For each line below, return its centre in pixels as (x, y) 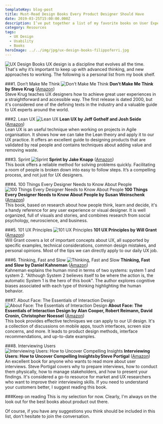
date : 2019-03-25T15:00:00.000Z (38, 18)
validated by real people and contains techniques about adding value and (78, 145)
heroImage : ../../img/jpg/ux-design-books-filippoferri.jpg (67, 50)
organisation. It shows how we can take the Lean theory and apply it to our (80, 135)
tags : (10, 32)
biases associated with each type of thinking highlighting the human (73, 286)
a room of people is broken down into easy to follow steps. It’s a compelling (81, 170)
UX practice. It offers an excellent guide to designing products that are (75, 139)
